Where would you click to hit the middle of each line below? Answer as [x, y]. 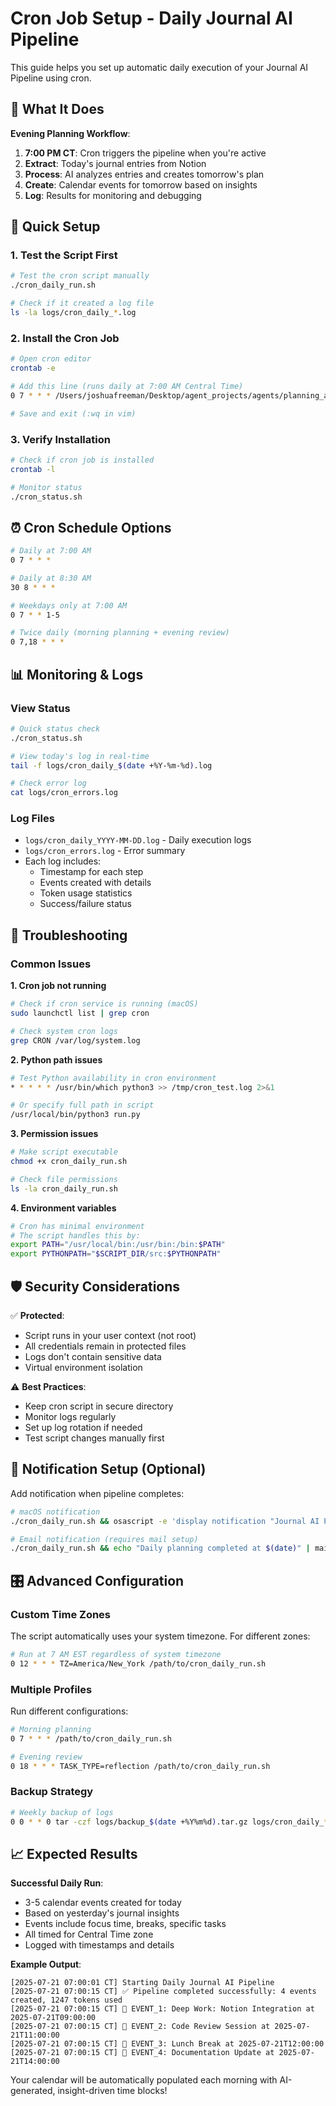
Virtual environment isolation [83, 1367]
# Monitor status [46, 487]
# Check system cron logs [64, 1031]
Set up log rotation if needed [83, 1427]
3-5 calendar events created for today [103, 1903]
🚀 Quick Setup [55, 227]
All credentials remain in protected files [105, 1346]
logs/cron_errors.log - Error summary [105, 851]
